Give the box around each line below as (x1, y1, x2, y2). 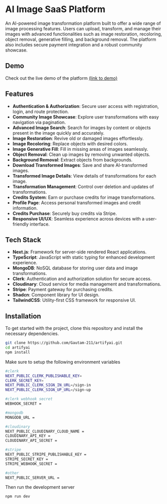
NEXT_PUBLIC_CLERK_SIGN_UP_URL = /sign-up (5, 387, 92, 393)
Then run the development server (5, 484, 75, 490)
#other (5, 470, 19, 475)
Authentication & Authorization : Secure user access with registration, (12, 103, 159, 109)
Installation (5, 312, 41, 320)
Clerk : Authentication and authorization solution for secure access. (12, 276, 152, 282)
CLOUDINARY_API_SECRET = (5, 438, 57, 443)
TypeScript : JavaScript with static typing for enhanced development (12, 254, 155, 260)
